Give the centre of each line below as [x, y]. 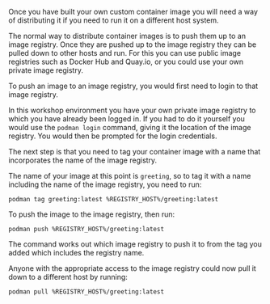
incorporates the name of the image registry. [83, 160]
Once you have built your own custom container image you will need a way [133, 12]
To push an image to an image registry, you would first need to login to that [133, 86]
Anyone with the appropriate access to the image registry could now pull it [132, 268]
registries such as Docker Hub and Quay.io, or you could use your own [126, 61]
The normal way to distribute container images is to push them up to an [127, 36]
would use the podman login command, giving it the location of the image [130, 127]
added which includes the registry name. [76, 253]
